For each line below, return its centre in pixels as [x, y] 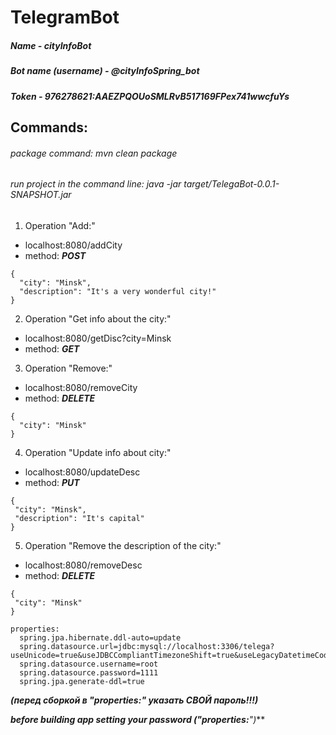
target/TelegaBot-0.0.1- [231, 184]
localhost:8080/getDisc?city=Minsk [98, 338]
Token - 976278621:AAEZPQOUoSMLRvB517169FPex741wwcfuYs [150, 96]
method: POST [55, 255]
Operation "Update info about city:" [98, 452]
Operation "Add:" [60, 225]
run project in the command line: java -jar [96, 184]
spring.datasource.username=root [89, 664]
